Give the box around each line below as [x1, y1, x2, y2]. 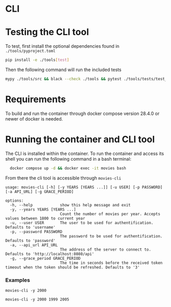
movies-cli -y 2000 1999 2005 [5, 297, 70, 302]
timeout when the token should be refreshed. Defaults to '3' [5, 265, 140, 270]
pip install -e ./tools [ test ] [5, 57, 70, 63]
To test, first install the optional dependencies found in [5, 43, 120, 49]
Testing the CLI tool [5, 26, 89, 38]
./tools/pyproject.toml [5, 49, 56, 54]
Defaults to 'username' [5, 225, 56, 230]
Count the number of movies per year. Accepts [60, 211, 160, 217]
